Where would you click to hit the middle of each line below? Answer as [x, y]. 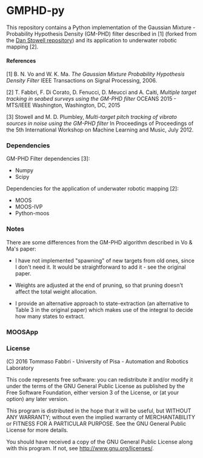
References [21, 61]
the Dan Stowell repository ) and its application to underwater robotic [92, 40]
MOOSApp [22, 332]
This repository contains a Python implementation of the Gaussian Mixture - [101, 27]
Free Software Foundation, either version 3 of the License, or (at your [93, 392]
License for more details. [37, 430]
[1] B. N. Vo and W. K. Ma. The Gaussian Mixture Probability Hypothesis [95, 74]
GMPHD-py [35, 11]
